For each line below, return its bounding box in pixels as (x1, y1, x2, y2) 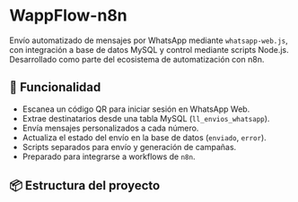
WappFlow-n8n (9, 5, 127, 26)
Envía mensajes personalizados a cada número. (22, 122, 199, 133)
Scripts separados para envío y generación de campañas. (22, 141, 237, 152)
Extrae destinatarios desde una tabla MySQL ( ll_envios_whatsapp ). (22, 113, 270, 123)
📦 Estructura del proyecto (9, 178, 161, 193)
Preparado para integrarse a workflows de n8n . (22, 151, 196, 162)
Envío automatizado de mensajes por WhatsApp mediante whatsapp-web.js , (9, 35, 289, 46)
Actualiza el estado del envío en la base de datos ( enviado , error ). (22, 131, 267, 143)
